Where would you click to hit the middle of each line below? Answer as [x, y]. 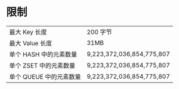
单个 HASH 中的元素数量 [43, 54]
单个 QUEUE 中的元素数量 [45, 76]
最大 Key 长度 [28, 32]
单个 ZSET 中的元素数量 [42, 65]
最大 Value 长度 [31, 43]
